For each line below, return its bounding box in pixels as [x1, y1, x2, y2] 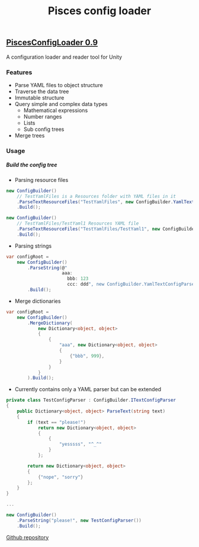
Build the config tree [6, 161, 57, 168]
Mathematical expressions [23, 107, 88, 114]
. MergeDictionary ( [27, 320, 73, 326]
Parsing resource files [14, 176, 69, 183]
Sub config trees [23, 126, 65, 133]
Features [6, 68, 33, 76]
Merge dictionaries [14, 298, 61, 305]
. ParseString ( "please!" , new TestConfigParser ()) [17, 517, 142, 523]
